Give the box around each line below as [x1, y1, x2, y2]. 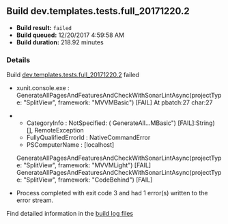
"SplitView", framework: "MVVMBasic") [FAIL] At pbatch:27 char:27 [23, 98, 213, 107]
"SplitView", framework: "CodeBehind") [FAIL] [23, 176, 153, 184]
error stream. [16, 196, 54, 204]
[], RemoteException [26, 126, 85, 135]
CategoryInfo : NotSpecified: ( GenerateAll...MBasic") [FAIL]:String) [26, 119, 216, 127]
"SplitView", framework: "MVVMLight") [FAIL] [23, 161, 152, 169]
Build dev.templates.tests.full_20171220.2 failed [6, 71, 139, 79]
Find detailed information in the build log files [6, 210, 134, 218]
